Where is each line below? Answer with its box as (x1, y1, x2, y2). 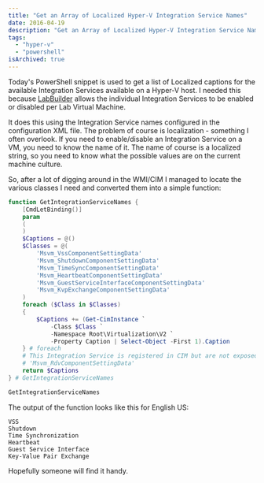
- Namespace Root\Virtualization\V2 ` (49, 330, 174, 338)
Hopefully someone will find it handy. (8, 466, 128, 475)
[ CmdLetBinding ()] (22, 206, 82, 214)
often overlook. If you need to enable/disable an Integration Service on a (8, 134, 243, 143)
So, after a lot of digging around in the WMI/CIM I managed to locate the (8, 174, 242, 184)
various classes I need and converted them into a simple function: (8, 183, 222, 192)
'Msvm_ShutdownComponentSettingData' (36, 257, 159, 265)
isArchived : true (8, 56, 65, 64)
